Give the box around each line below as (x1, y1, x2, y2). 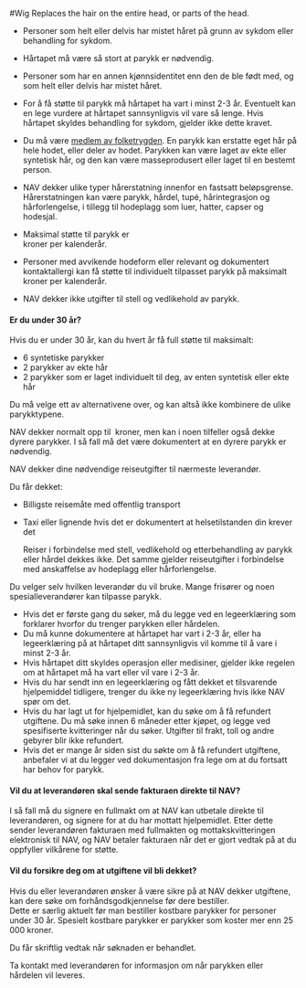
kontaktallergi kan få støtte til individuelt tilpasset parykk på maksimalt (22, 266, 288, 277)
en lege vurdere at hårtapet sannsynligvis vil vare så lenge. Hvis (22, 108, 264, 118)
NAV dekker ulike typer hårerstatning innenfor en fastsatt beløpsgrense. (22, 182, 294, 193)
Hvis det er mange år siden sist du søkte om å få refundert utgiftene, (22, 745, 281, 756)
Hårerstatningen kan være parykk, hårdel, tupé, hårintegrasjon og (22, 192, 270, 202)
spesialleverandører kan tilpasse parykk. (9, 591, 162, 602)
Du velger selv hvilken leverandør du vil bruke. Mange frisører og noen (9, 581, 275, 592)
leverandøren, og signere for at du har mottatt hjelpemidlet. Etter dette (9, 815, 274, 826)
